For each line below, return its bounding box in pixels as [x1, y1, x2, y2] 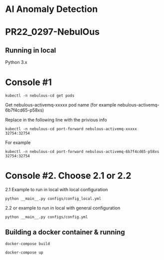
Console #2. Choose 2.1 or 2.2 [5, 170, 132, 181]
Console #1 [5, 77, 52, 88]
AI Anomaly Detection [5, 3, 98, 15]
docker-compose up [5, 250, 43, 255]
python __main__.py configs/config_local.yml [5, 196, 101, 201]
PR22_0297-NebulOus [5, 26, 100, 38]
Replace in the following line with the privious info [5, 117, 107, 123]
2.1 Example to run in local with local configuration [5, 187, 108, 193]
